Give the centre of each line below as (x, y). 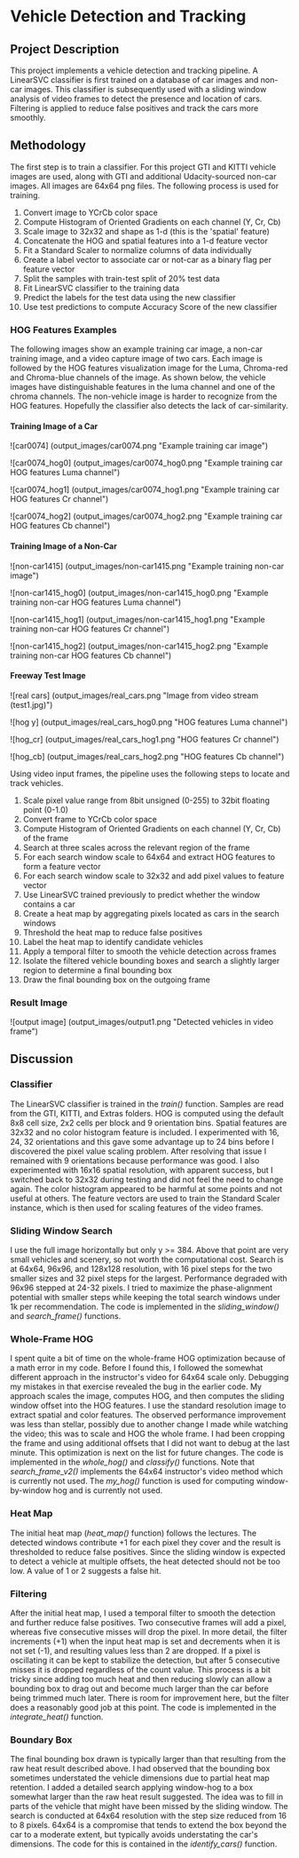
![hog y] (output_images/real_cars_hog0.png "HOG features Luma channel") (149, 722)
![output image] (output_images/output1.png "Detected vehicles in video (142, 1022)
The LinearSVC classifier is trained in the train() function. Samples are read (147, 1104)
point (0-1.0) (46, 809)
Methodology (48, 145)
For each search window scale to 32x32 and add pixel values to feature (153, 876)
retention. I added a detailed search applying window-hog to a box (132, 1788)
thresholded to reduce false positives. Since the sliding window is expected (148, 1552)
